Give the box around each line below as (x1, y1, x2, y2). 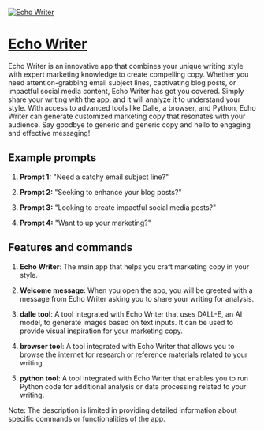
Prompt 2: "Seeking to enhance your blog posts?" (19, 187, 182, 197)
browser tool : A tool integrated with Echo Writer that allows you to (19, 341, 235, 350)
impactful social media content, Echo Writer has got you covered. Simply (8, 86, 244, 96)
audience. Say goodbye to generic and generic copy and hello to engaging (8, 119, 251, 129)
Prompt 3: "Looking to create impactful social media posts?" (19, 202, 217, 212)
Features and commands (8, 241, 132, 254)
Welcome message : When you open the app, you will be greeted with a (19, 285, 254, 295)
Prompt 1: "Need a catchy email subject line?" (19, 172, 169, 182)
